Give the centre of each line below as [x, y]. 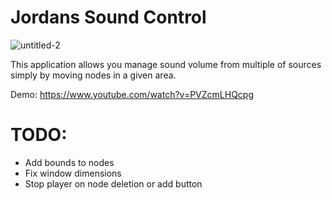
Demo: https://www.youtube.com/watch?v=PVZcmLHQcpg [132, 94]
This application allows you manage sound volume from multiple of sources [166, 64]
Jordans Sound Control [108, 17]
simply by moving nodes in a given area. [93, 75]
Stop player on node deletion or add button [113, 183]
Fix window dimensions [73, 173]
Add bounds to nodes [69, 162]
